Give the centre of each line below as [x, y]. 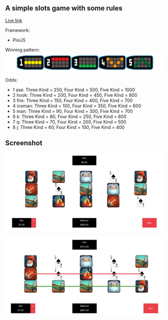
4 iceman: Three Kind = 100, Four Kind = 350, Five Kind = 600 [77, 106]
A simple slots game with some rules [64, 8]
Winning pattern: [23, 49]
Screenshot [24, 143]
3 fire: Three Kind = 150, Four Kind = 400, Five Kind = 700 [72, 100]
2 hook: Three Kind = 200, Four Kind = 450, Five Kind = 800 [75, 95]
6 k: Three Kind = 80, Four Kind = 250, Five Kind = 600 [69, 116]
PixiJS [19, 40]
